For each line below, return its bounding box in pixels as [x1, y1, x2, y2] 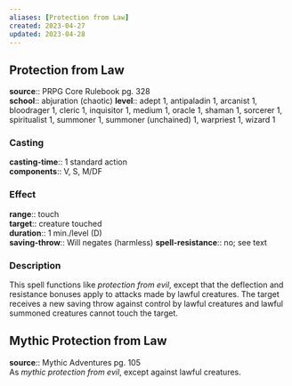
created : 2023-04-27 [9, 21, 86, 30]
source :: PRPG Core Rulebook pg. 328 [9, 86, 150, 97]
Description [9, 259, 61, 271]
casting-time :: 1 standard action [9, 157, 127, 167]
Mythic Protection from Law [9, 334, 167, 349]
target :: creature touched [9, 218, 102, 229]
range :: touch [9, 208, 60, 219]
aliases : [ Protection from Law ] [9, 12, 129, 22]
